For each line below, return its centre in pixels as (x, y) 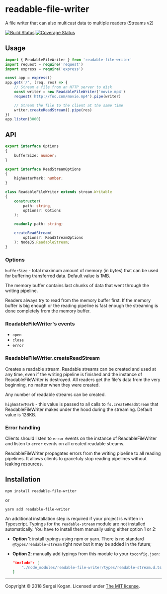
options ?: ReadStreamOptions (53, 238)
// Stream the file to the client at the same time (69, 105)
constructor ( (28, 201)
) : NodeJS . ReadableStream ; (42, 242)
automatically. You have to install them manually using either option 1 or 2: (81, 529)
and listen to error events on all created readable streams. (65, 443)
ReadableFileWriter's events (40, 323)
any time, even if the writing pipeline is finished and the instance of (74, 374)
